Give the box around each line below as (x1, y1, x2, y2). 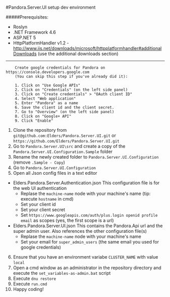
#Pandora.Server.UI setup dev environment (6, 5, 96, 10)
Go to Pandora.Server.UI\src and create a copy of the (13, 143, 126, 149)
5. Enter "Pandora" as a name (15, 101, 79, 106)
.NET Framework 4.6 (13, 29, 56, 35)
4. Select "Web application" (15, 96, 76, 101)
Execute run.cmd (13, 281, 47, 287)
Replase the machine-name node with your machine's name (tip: (20, 190, 151, 196)
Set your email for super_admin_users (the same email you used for (20, 239, 159, 244)
